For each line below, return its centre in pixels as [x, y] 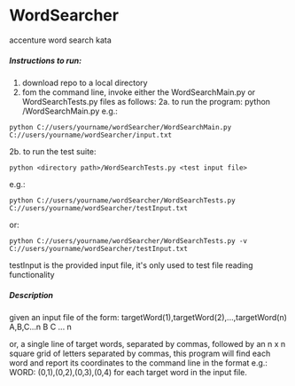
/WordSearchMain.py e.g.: [70, 111]
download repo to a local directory [85, 83]
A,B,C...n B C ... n [41, 327]
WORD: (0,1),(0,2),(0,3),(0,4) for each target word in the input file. [128, 372]
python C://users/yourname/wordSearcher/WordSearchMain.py [120, 127]
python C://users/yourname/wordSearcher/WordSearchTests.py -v [128, 240]
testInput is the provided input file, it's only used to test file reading [132, 265]
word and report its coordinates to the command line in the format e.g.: [139, 362]
